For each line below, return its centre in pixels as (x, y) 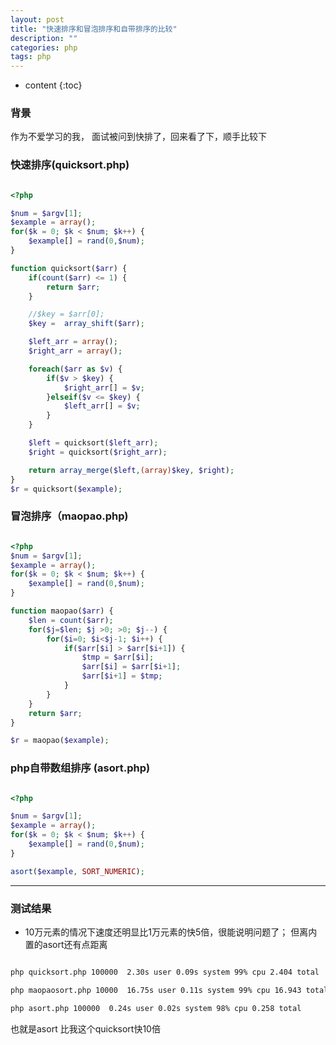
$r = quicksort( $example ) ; (66, 489)
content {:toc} (53, 85)
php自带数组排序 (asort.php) (80, 768)
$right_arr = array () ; (75, 351)
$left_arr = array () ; (73, 342)
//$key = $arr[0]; (66, 314)
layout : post (37, 19)
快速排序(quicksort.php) (70, 165)
